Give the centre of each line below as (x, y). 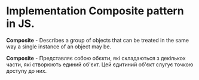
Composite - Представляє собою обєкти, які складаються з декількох (96, 58)
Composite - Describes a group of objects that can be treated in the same (98, 40)
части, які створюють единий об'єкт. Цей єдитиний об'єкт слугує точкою (100, 64)
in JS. (20, 24)
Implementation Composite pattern (95, 11)
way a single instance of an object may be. (59, 47)
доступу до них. (27, 70)
